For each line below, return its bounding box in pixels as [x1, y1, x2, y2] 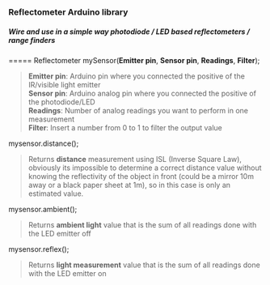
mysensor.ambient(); [8, 204, 78, 214]
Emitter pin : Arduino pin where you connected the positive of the [27, 71, 245, 81]
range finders [8, 35, 56, 45]
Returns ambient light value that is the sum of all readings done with [27, 219, 257, 229]
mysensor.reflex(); [8, 244, 70, 253]
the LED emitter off [27, 228, 91, 238]
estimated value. [27, 189, 84, 198]
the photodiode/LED [27, 96, 95, 107]
